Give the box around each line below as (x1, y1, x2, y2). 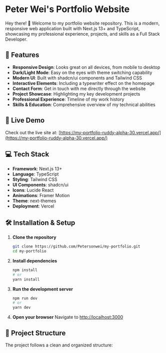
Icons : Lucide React (12, 187, 54, 193)
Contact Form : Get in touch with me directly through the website (12, 85, 146, 92)
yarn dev (12, 305, 31, 310)
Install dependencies (12, 257, 57, 263)
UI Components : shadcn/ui (12, 182, 69, 188)
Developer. (5, 36, 27, 42)
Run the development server (12, 286, 73, 292)
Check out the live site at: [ (5, 129, 60, 135)
